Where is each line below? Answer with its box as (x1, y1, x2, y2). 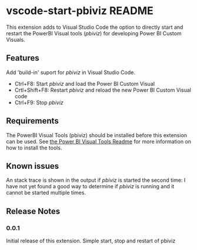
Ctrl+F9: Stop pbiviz (14, 99, 64, 106)
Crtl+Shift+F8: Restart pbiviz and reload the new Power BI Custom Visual (14, 86, 191, 94)
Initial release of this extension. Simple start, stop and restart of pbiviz (6, 237, 176, 245)
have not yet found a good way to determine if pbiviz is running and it (6, 183, 175, 190)
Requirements (6, 116, 59, 126)
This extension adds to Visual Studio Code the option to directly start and (6, 24, 183, 31)
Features (6, 53, 39, 63)
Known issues (6, 161, 59, 171)
